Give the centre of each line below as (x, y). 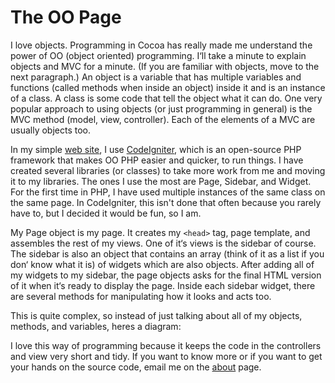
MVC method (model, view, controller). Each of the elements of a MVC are (163, 119)
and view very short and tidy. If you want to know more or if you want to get (166, 356)
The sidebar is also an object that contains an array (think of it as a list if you (167, 253)
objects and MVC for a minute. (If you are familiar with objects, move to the (165, 66)
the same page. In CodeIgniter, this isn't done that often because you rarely (166, 202)
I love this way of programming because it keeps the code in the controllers (166, 345)
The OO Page (66, 17)
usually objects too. (51, 130)
